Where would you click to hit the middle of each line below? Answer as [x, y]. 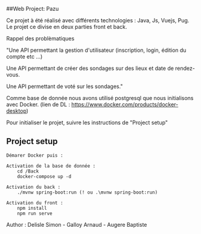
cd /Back [28, 171]
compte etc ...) [24, 56]
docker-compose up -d [44, 176]
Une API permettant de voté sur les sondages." [65, 86]
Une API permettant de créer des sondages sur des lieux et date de [90, 68]
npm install [32, 208]
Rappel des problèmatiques [40, 38]
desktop [17, 111]
